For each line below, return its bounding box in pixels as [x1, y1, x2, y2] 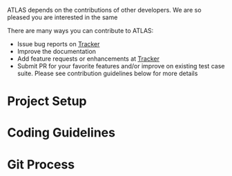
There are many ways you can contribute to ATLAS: [7, 27, 154, 35]
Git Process [7, 157, 75, 172]
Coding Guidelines [7, 125, 116, 141]
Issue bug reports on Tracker [17, 40, 100, 48]
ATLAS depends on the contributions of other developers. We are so [7, 6, 202, 14]
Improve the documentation [17, 48, 97, 55]
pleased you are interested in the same [7, 13, 118, 21]
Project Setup [7, 93, 88, 109]
